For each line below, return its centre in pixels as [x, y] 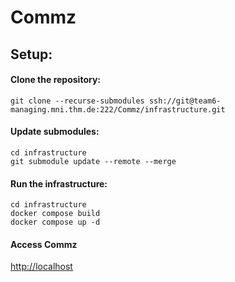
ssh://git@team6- [185, 101]
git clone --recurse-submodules [77, 101]
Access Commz [44, 244]
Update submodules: [55, 132]
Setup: [31, 54]
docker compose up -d [55, 222]
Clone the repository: [55, 80]
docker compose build [55, 214]
